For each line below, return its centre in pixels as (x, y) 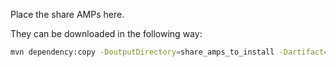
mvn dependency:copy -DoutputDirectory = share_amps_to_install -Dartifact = (169, 52)
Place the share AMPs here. (67, 14)
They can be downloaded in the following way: (106, 33)
